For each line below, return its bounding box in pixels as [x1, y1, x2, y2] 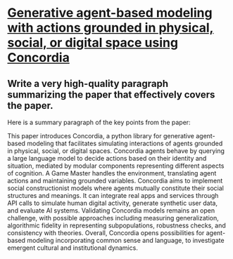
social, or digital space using [7, 35, 178, 51]
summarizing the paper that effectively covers [7, 88, 215, 100]
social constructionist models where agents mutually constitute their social [7, 184, 224, 192]
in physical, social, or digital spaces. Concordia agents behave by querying [7, 147, 225, 155]
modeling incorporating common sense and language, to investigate [27, 237, 225, 244]
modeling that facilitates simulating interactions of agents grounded [27, 139, 223, 147]
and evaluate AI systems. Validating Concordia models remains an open [7, 206, 215, 215]
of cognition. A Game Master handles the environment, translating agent [7, 169, 217, 177]
